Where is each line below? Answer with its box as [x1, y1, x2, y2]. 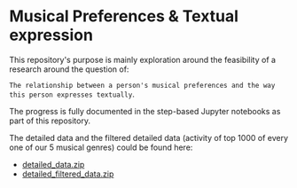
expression [9, 25, 93, 45]
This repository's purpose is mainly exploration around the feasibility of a [9, 54, 277, 65]
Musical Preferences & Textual [9, 6, 239, 27]
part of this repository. [9, 115, 91, 126]
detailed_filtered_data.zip [21, 168, 114, 179]
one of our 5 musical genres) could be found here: [9, 142, 193, 153]
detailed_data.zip [21, 159, 85, 169]
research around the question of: [9, 64, 129, 74]
